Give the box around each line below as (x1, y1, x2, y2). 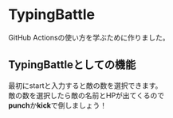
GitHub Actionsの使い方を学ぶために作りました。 (8, 32, 170, 42)
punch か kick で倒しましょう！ (8, 101, 108, 110)
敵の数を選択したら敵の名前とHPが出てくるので (8, 90, 165, 100)
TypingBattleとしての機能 (8, 58, 136, 72)
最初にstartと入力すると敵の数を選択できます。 (8, 81, 163, 90)
